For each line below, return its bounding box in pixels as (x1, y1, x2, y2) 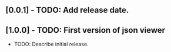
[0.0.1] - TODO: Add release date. (5, 5, 129, 15)
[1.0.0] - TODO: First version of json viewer (5, 25, 166, 35)
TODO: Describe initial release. (14, 41, 89, 48)
